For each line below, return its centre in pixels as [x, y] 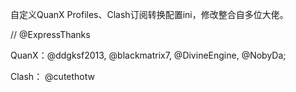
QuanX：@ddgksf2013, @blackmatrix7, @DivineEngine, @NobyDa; [148, 55]
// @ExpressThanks [50, 34]
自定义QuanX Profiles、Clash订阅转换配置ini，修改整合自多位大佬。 [149, 14]
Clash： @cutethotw [52, 76]
